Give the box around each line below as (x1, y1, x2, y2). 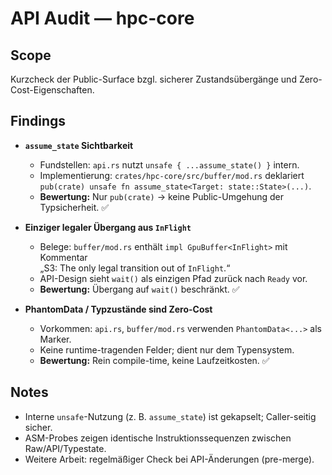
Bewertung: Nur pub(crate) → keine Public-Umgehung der (39, 190, 285, 202)
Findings (10, 113, 67, 130)
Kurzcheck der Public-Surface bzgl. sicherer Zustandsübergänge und (10, 73, 297, 85)
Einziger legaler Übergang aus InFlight (24, 221, 192, 233)
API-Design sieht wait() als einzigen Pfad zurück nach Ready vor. (39, 272, 308, 284)
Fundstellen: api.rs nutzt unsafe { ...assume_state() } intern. (39, 158, 300, 171)
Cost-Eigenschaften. (10, 84, 95, 96)
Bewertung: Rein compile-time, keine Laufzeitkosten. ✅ (39, 354, 270, 366)
